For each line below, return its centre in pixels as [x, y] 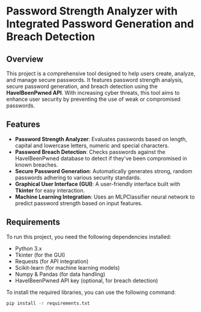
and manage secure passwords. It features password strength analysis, [95, 80]
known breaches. [36, 165]
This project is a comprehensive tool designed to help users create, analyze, [101, 73]
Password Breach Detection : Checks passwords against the [90, 151]
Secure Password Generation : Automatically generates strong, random [104, 171]
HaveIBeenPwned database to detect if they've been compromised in [101, 158]
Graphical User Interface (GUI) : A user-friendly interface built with [97, 184]
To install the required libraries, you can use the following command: [91, 292]
